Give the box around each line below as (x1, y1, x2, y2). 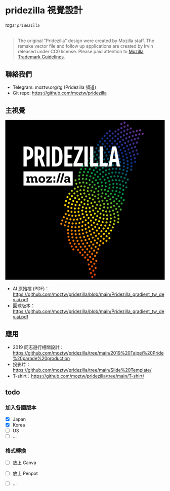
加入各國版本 (5, 404, 37, 411)
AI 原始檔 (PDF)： (12, 286, 50, 292)
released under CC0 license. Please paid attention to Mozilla (17, 49, 144, 55)
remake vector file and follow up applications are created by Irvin (17, 43, 153, 49)
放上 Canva (12, 460, 36, 466)
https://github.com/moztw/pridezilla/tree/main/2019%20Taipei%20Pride (12, 349, 164, 356)
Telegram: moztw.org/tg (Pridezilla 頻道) (12, 84, 97, 90)
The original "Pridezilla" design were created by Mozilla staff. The (17, 38, 154, 44)
